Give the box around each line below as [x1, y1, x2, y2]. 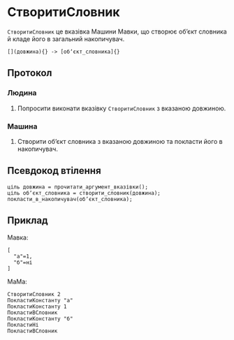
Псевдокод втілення [7, 165, 101, 177]
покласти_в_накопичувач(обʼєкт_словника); [7, 195, 133, 202]
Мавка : [7, 233, 29, 242]
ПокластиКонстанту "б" [7, 315, 73, 322]
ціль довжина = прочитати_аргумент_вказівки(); [7, 183, 149, 191]
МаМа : [7, 277, 28, 286]
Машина [7, 121, 38, 131]
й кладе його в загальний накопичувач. [7, 34, 125, 43]
